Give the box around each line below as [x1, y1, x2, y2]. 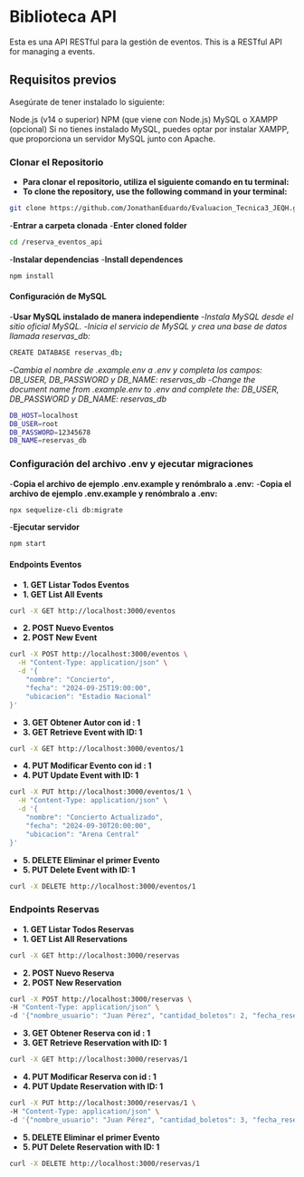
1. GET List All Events [22, 588, 103, 599]
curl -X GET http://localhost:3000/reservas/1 [9, 1055, 188, 1065]
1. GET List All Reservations [22, 933, 128, 944]
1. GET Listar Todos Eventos [22, 579, 129, 590]
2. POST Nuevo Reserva [22, 968, 115, 978]
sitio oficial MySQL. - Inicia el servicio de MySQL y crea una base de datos [9, 320, 288, 332]
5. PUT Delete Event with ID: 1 [22, 864, 136, 875]
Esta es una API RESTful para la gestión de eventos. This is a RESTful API [9, 36, 282, 47]
